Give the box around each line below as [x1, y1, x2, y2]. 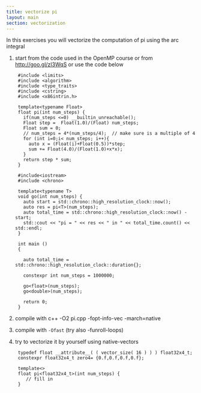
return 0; [23, 299, 48, 305]
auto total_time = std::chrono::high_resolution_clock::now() [23, 209, 182, 215]
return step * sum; [23, 157, 72, 163]
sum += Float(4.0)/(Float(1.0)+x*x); [28, 146, 123, 152]
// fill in [26, 376, 53, 382]
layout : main [6, 14, 39, 20]
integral [6, 43, 25, 50]
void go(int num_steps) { [17, 194, 83, 200]
